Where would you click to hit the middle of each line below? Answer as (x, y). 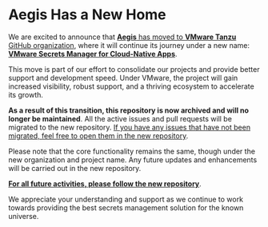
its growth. (26, 94)
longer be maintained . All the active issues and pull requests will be (120, 118)
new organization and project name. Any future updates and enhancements (133, 159)
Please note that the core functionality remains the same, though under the (132, 151)
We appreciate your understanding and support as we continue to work (126, 199)
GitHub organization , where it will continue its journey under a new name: (129, 45)
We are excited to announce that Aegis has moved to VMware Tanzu (122, 37)
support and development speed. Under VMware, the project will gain (123, 78)
